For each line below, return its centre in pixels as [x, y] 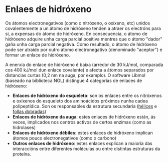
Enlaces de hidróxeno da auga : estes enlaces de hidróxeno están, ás [84, 116]
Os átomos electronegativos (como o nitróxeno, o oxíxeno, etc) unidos [78, 23]
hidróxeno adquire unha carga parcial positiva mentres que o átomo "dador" [84, 39]
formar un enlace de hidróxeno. [38, 55]
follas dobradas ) [29, 111]
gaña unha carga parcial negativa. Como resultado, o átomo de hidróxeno [81, 44]
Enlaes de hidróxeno [48, 9]
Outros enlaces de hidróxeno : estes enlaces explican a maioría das [82, 143]
